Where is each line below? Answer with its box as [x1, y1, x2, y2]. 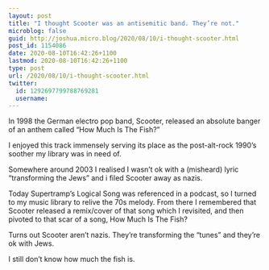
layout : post [8, 11, 52, 20]
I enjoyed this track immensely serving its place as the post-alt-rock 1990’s [8, 140, 257, 150]
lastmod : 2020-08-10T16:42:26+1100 [8, 57, 128, 65]
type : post [8, 64, 45, 73]
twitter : [8, 79, 38, 87]
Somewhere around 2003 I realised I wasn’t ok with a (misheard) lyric [8, 164, 239, 174]
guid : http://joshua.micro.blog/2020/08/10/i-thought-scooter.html [8, 34, 240, 43]
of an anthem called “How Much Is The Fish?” [8, 125, 160, 135]
